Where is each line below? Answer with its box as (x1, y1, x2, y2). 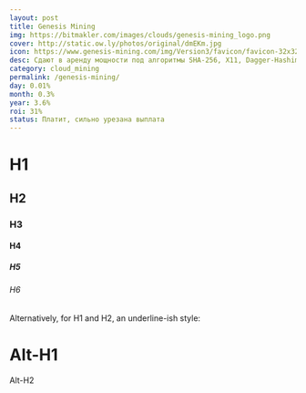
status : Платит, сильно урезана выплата (9, 115, 166, 124)
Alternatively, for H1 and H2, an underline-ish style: (9, 312, 201, 324)
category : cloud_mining (9, 65, 100, 74)
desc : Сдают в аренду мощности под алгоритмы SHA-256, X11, (9, 56, 243, 65)
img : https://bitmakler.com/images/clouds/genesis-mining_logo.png (9, 30, 271, 39)
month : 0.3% (9, 89, 55, 98)
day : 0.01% (9, 81, 51, 90)
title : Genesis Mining (9, 22, 96, 31)
